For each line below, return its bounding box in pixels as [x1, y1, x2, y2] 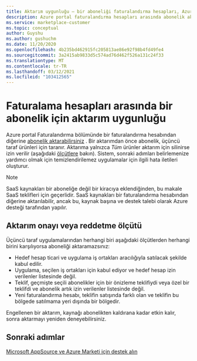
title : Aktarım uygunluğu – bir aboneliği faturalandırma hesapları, [6, 8, 180, 15]
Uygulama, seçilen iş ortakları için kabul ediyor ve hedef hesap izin [14, 266, 176, 274]
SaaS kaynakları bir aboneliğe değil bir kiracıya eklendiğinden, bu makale [6, 185, 182, 193]
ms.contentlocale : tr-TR [6, 63, 67, 69]
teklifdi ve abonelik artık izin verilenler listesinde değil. [14, 285, 145, 292]
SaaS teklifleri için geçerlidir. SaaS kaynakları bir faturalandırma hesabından [6, 191, 189, 198]
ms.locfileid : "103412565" [6, 74, 72, 80]
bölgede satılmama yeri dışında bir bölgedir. [14, 298, 120, 305]
